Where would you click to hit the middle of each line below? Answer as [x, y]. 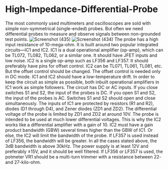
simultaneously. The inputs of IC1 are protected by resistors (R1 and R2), [80, 103]
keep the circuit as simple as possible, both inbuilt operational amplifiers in [82, 82]
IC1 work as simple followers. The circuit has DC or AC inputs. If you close [81, 87]
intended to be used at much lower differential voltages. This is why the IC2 [83, 119]
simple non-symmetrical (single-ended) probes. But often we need [74, 28]
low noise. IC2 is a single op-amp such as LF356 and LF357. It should [77, 60]
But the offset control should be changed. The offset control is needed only [83, 71]
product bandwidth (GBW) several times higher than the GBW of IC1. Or [79, 130]
